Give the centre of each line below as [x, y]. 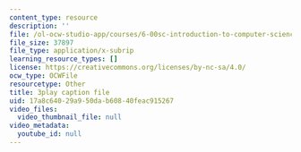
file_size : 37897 [42, 42]
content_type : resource [54, 17]
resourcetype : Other [48, 84]
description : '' [39, 26]
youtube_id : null [50, 134]
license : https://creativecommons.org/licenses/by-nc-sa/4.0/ [128, 68]
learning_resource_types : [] [64, 59]
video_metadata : [39, 126]
